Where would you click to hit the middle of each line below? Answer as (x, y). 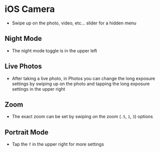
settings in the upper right (38, 89)
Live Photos (23, 67)
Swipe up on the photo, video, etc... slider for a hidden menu (74, 23)
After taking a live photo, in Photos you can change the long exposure (83, 78)
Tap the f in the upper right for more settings (58, 144)
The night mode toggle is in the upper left (54, 50)
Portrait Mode (26, 132)
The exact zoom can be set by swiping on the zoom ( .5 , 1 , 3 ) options (82, 117)
